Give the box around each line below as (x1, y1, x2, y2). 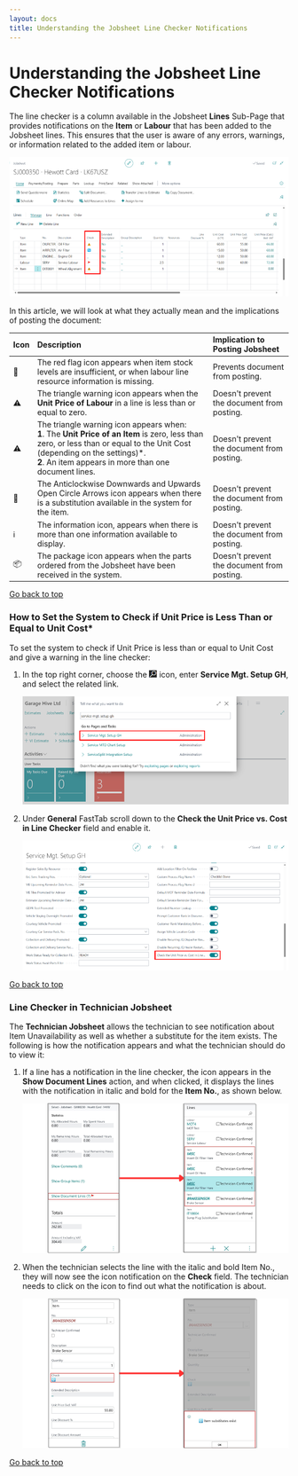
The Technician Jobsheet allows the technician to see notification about (9, 1021, 275, 1032)
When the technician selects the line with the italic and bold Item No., (21, 1262, 275, 1273)
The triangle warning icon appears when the (36, 388, 199, 398)
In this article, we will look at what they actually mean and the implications (9, 305, 279, 316)
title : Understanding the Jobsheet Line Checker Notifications (9, 23, 248, 33)
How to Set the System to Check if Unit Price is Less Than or (9, 611, 273, 624)
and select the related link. (21, 679, 120, 689)
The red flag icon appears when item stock (36, 357, 193, 367)
